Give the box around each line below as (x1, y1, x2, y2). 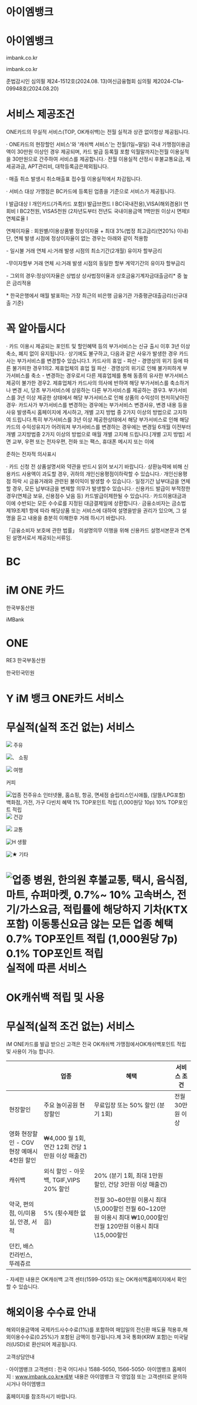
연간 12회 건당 (43, 1143, 82, 1151)
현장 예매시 (9, 1147, 38, 1155)
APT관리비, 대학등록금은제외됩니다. (28, 163, 109, 170)
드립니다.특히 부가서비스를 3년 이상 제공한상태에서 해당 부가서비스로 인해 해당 (12, 416, 189, 423)
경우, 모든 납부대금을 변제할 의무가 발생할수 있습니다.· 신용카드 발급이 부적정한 (12, 485, 191, 492)
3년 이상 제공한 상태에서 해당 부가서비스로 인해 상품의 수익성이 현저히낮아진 (16, 394, 189, 401)
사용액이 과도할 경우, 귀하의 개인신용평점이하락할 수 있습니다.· (21, 470, 163, 477)
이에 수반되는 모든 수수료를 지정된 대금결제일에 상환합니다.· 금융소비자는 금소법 (6, 500, 186, 507)
